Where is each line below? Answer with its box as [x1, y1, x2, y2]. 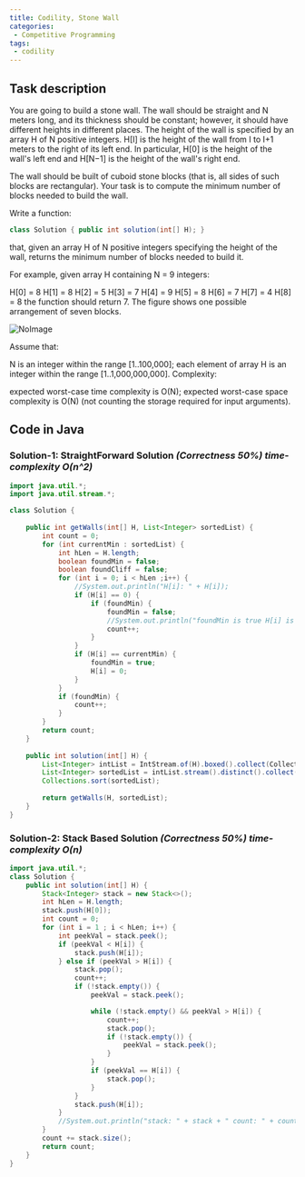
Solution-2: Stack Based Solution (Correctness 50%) [9, 832, 248, 844]
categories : [9, 22, 54, 31]
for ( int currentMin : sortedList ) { [42, 540, 184, 549]
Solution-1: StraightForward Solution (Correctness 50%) [9, 449, 263, 462]
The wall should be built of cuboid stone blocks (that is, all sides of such [9, 170, 280, 182]
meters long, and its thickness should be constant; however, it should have [9, 115, 289, 125]
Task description [9, 81, 107, 96]
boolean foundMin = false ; [57, 556, 161, 566]
